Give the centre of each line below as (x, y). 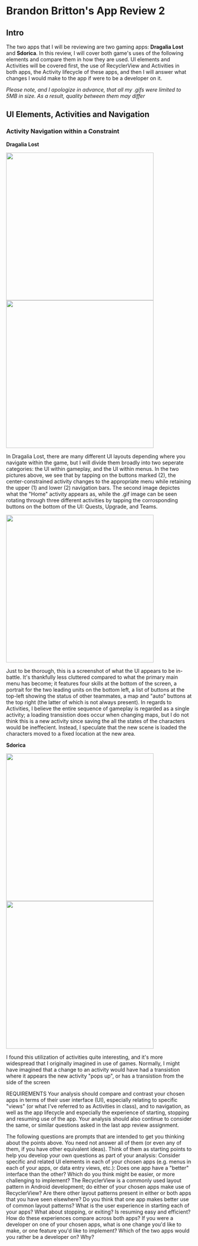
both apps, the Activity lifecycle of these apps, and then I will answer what (96, 72)
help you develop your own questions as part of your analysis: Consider (93, 1155)
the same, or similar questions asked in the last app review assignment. (93, 1125)
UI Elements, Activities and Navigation (78, 114)
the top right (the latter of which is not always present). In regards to (89, 702)
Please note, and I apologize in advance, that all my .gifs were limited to (94, 90)
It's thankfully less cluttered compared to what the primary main (100, 677)
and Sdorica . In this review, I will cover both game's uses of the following (95, 53)
